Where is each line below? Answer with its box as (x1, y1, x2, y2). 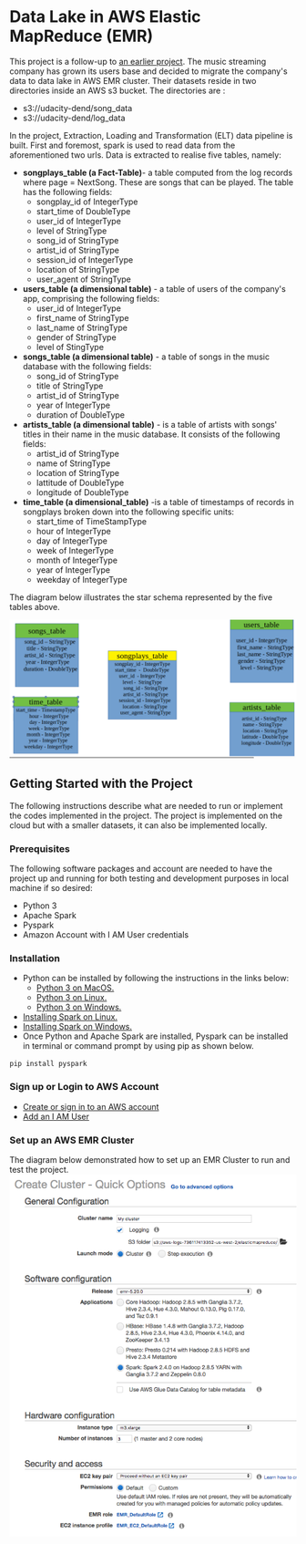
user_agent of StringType (36, 274, 132, 285)
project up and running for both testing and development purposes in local (9, 873, 290, 884)
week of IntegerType (36, 544, 114, 555)
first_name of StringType (36, 312, 129, 323)
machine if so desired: (9, 883, 93, 894)
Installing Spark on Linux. (22, 1011, 118, 1022)
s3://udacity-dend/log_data (22, 112, 126, 123)
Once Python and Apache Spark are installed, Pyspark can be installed (22, 1031, 289, 1041)
